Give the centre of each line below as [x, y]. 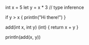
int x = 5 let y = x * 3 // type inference [45, 7]
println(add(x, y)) [23, 37]
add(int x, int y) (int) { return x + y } [42, 27]
